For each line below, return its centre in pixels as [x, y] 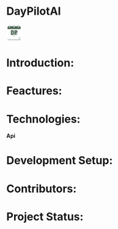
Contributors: [42, 189]
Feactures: [34, 91]
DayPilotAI [34, 11]
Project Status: [45, 216]
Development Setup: [60, 161]
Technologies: [43, 119]
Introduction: [40, 63]
